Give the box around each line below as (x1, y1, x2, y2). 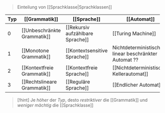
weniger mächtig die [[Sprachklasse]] (17, 102, 94, 108)
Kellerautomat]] (112, 70, 148, 77)
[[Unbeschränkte (21, 27, 61, 34)
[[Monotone (21, 47, 49, 54)
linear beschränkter (112, 50, 158, 57)
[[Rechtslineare (21, 78, 57, 85)
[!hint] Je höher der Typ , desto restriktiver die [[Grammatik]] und (17, 97, 148, 103)
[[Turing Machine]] (112, 30, 156, 37)
